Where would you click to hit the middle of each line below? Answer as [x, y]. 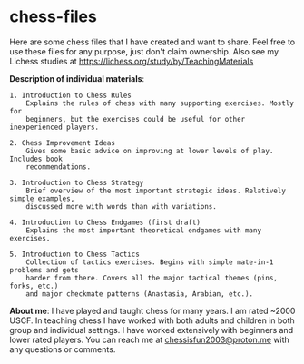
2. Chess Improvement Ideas [63, 143]
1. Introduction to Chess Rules [70, 95]
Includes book [36, 159]
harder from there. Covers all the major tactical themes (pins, [152, 278]
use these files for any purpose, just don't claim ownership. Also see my [144, 51]
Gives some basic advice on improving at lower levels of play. [150, 151]
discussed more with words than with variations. [122, 206]
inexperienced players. [54, 127]
